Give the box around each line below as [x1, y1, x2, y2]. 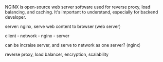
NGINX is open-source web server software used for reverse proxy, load [5, 4, 151, 10]
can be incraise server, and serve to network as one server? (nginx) [5, 42, 141, 48]
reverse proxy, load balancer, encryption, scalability [5, 51, 109, 57]
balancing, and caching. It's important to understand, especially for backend [5, 9, 158, 15]
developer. [5, 14, 27, 20]
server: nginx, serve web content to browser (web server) [5, 24, 121, 29]
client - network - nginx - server [5, 33, 70, 38]
